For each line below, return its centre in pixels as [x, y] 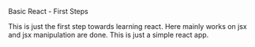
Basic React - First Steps [48, 11]
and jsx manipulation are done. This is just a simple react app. [109, 35]
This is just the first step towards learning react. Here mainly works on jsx [127, 26]
